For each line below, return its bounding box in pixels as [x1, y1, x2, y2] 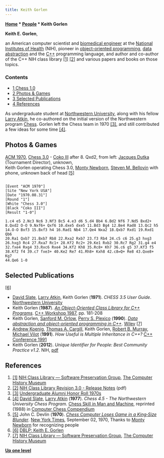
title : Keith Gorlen [5, 7, 48, 12]
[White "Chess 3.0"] [5, 201, 48, 206]
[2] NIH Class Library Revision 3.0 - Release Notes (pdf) [12, 385, 127, 391]
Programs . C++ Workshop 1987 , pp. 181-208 [12, 310, 103, 316]
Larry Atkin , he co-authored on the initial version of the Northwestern [5, 115, 147, 122]
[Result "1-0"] [5, 210, 37, 215]
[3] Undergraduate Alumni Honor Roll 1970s [12, 390, 102, 396]
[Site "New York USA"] [5, 188, 52, 193]
